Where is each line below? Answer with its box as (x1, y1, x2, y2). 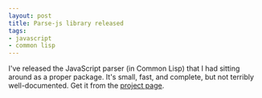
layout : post (8, 11, 52, 20)
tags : (8, 27, 27, 35)
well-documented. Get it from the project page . (8, 81, 165, 91)
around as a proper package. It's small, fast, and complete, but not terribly (8, 72, 255, 82)
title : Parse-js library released (8, 19, 125, 27)
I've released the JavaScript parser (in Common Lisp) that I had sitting (8, 63, 240, 73)
